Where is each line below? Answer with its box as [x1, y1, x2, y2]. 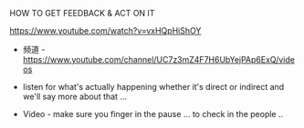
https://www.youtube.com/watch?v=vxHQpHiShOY [9, 25, 202, 35]
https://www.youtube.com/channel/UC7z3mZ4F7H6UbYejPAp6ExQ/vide [22, 54, 295, 64]
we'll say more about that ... [22, 91, 128, 102]
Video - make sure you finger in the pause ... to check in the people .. [22, 109, 284, 119]
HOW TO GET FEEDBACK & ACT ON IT [9, 8, 155, 18]
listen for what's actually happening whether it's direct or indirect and [22, 82, 285, 92]
